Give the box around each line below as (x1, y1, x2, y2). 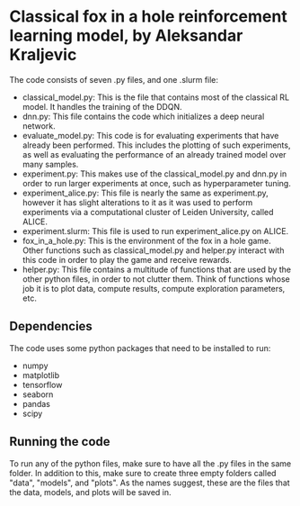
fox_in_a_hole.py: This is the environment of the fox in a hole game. (22, 235, 271, 246)
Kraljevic (9, 45, 77, 65)
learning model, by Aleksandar (9, 25, 243, 46)
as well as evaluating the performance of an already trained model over (22, 149, 287, 159)
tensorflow (22, 379, 63, 390)
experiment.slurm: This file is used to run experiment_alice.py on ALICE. (22, 225, 289, 236)
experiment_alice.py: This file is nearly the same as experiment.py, (22, 187, 269, 198)
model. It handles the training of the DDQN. (22, 101, 182, 112)
